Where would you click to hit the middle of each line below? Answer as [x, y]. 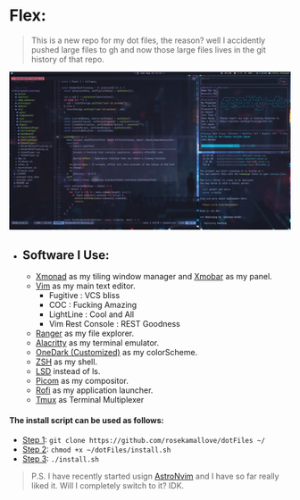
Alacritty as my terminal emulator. [97, 343]
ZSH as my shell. [67, 362]
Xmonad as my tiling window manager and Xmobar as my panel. [154, 277]
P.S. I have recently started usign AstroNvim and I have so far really [155, 476]
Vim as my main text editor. [85, 286]
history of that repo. [67, 59]
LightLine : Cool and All [92, 314]
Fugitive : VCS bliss [84, 296]
